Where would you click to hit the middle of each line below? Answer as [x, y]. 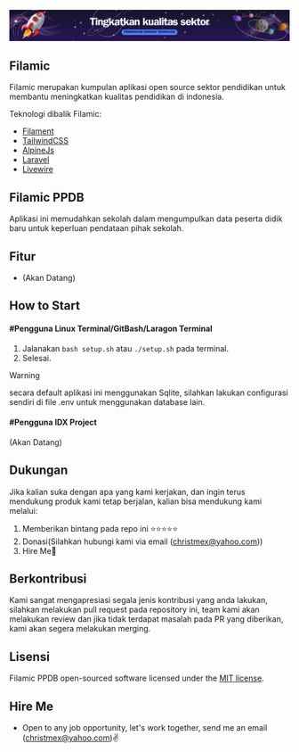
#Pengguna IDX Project [53, 422]
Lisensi [30, 657]
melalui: [24, 510]
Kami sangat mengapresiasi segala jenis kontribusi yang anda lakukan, [139, 600]
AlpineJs [38, 150]
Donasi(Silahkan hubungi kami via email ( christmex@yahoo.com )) [142, 541]
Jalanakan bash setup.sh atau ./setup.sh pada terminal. [125, 348]
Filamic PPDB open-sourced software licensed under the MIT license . [137, 678]
